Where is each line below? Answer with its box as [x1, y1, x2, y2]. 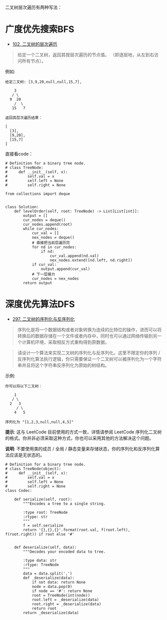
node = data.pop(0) [31, 584, 72, 589]
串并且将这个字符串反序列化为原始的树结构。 [17, 362, 110, 368]
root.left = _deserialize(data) [31, 597, 99, 602]
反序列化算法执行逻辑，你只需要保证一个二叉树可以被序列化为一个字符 [17, 356, 162, 362]
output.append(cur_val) [40, 266, 91, 271]
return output [23, 280, 52, 285]
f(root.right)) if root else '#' [5, 532, 75, 537]
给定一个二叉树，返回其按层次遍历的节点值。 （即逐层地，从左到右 [17, 51, 155, 57]
